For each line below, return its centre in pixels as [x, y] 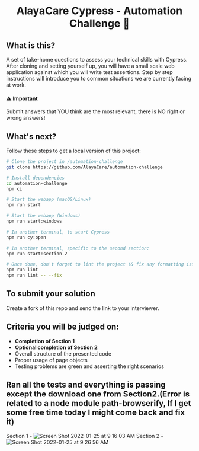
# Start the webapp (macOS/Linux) [49, 200]
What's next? [31, 137]
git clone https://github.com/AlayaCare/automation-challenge [84, 167]
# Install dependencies [36, 178]
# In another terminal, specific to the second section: [78, 248]
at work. [16, 85]
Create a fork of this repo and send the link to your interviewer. [83, 308]
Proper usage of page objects [51, 360]
